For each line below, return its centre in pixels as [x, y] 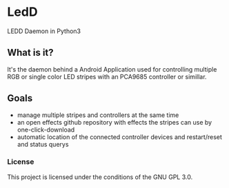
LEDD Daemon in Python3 [44, 31]
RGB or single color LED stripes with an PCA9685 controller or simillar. [107, 76]
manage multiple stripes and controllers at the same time [98, 115]
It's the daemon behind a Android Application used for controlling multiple [112, 69]
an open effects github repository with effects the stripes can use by [114, 122]
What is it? [30, 53]
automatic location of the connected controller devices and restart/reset [120, 137]
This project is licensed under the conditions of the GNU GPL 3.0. [100, 177]
